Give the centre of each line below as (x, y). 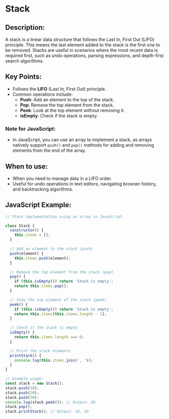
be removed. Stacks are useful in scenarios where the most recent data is (81, 50)
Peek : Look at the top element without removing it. (72, 110)
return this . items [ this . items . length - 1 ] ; (61, 314)
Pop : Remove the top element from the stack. (67, 105)
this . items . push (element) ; (43, 258)
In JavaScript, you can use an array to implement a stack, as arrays (82, 140)
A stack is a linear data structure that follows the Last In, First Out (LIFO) (80, 39)
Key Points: (23, 77)
